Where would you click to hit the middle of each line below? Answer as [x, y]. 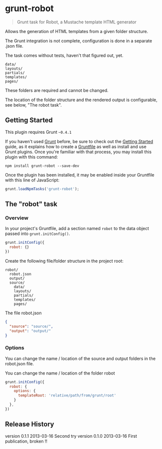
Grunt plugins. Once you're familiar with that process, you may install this [78, 152]
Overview [17, 218]
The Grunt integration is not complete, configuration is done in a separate [79, 41]
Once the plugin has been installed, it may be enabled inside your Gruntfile [80, 175]
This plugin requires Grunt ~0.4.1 [38, 132]
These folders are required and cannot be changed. [57, 90]
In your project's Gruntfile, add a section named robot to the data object [77, 229]
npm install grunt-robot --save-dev [42, 166]
